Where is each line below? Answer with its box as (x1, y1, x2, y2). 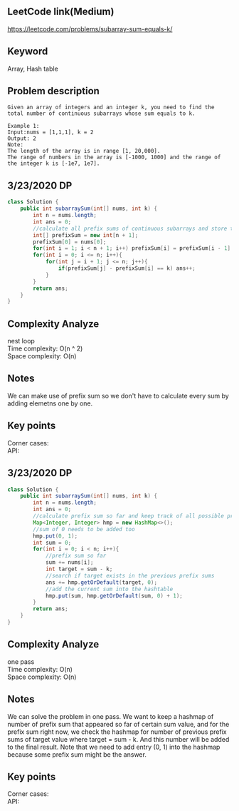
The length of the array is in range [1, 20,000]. (7, 148, 161, 155)
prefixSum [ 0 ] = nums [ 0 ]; (33, 238, 107, 246)
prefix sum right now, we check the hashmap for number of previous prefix (7, 727, 227, 736)
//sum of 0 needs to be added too (33, 525, 135, 533)
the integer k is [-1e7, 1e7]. (7, 160, 100, 167)
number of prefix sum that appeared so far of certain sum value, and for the (7, 720, 230, 728)
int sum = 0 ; (33, 539, 72, 546)
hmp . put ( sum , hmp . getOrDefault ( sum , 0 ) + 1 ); (45, 592, 183, 599)
